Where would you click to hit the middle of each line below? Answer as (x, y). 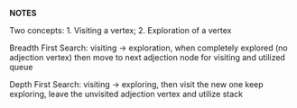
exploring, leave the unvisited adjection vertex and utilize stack (126, 94)
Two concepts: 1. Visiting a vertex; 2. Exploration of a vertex (121, 30)
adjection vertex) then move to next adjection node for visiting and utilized (148, 57)
